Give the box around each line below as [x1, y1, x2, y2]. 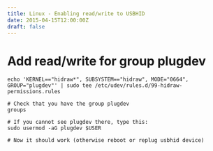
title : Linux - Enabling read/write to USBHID [7, 10, 145, 17]
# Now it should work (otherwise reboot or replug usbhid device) [7, 137, 205, 144]
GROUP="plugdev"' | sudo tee [7, 82, 92, 89]
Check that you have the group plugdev [13, 100, 130, 108]
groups [7, 106, 27, 113]
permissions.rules [7, 88, 61, 95]
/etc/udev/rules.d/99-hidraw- [94, 82, 183, 89]
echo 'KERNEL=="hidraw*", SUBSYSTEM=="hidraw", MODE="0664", [7, 76, 189, 84]
